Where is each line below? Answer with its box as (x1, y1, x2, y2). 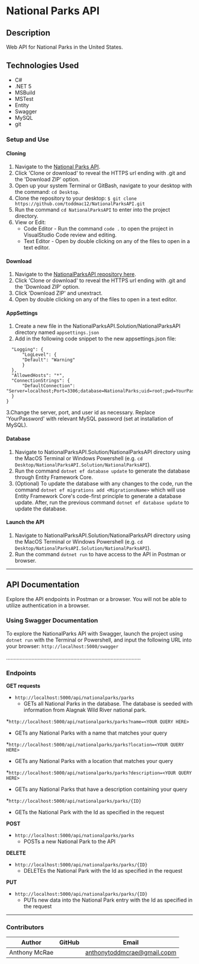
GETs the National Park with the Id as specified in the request (14, 809, 165, 816)
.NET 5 (14, 82, 32, 90)
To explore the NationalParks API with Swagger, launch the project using (6, 630, 183, 637)
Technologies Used (6, 60, 79, 71)
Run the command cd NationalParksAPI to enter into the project (14, 206, 171, 213)
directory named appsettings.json (14, 329, 99, 336)
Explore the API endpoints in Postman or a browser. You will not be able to (6, 595, 187, 602)
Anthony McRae (9, 949, 54, 957)
